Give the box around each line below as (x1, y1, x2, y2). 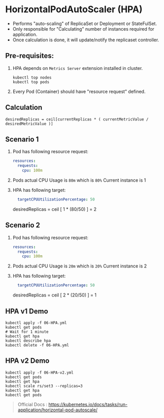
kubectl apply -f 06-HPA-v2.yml (5, 370, 74, 375)
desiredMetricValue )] (5, 121, 53, 126)
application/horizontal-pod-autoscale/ (17, 407, 98, 413)
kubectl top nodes (12, 75, 52, 80)
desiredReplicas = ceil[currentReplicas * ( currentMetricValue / (5, 116, 149, 122)
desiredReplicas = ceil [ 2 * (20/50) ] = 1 (12, 292, 96, 298)
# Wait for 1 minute (5, 329, 49, 334)
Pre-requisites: (5, 52, 54, 60)
